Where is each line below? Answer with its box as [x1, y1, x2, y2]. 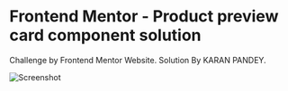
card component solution [9, 25, 202, 45]
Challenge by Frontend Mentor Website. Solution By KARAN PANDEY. [9, 54, 267, 65]
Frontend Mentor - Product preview [9, 6, 279, 27]
